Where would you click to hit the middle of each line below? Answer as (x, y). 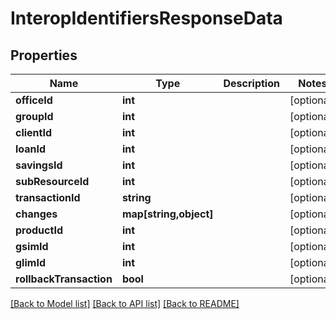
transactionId (48, 197)
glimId (30, 262)
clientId (34, 132)
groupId (34, 116)
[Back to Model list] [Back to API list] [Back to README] (125, 303)
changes (36, 214)
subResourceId (52, 181)
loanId (31, 149)
